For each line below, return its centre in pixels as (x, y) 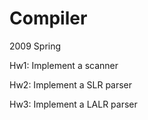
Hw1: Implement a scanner (64, 65)
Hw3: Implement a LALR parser (73, 104)
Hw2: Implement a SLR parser (71, 84)
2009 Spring (35, 46)
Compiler (48, 18)
